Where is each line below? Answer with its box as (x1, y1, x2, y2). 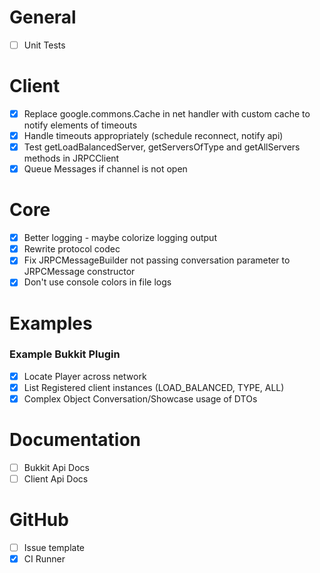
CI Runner (23, 553, 66, 565)
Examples (9, 312, 93, 335)
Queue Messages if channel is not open (23, 163, 188, 175)
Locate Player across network (23, 370, 147, 382)
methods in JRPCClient (23, 152, 120, 165)
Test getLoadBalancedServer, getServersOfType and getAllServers (23, 141, 301, 153)
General (9, 6, 77, 29)
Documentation (9, 429, 142, 451)
